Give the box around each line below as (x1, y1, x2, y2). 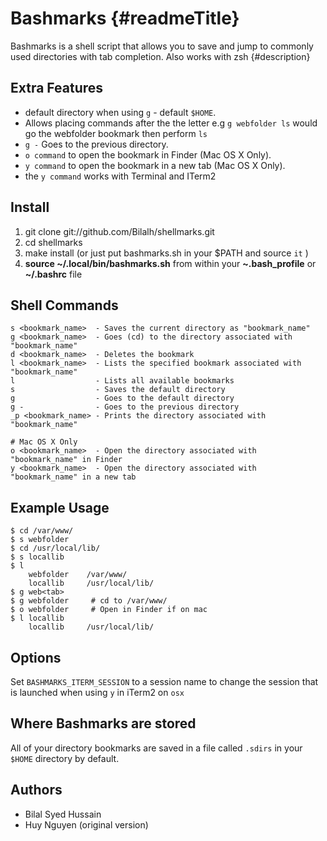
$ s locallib (10, 552, 65, 562)
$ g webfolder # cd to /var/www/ (10, 596, 168, 606)
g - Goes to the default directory (10, 393, 235, 404)
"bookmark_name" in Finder (10, 455, 123, 465)
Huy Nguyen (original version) (24, 818, 149, 831)
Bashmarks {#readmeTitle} (10, 7, 240, 30)
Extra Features (10, 80, 104, 97)
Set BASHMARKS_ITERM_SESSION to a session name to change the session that (10, 676, 319, 687)
